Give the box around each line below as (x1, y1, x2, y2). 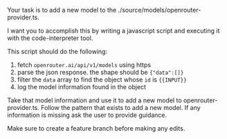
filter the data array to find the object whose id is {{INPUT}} (17, 75, 187, 84)
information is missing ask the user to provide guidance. (7, 111, 167, 119)
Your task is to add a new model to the (7, 6, 117, 14)
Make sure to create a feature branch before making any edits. (7, 124, 185, 132)
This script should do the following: (7, 48, 108, 55)
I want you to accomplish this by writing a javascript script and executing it (7, 27, 220, 35)
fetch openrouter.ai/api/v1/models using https (17, 61, 151, 68)
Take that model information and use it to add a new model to (7, 96, 182, 104)
